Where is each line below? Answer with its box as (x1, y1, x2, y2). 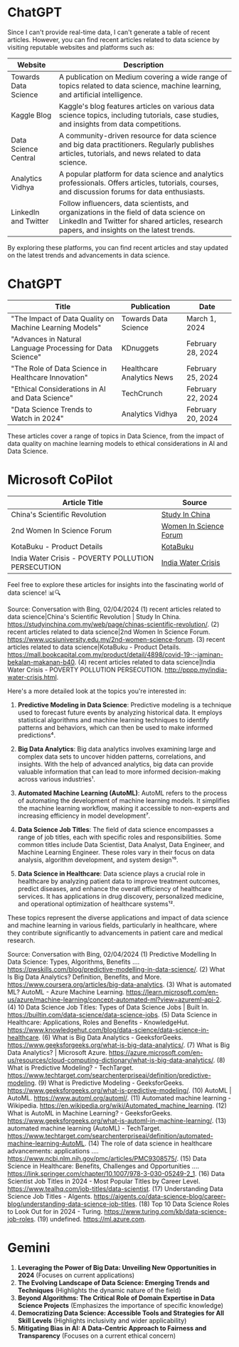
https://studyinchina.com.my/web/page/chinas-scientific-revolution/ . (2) (7, 620, 220, 628)
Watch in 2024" (11, 413, 64, 423)
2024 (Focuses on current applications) (17, 1271, 135, 1279)
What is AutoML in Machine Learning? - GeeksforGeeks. (7, 1108, 173, 1117)
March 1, (186, 313, 217, 323)
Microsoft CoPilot (7, 472, 113, 488)
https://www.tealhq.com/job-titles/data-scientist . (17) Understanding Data (7, 1184, 224, 1193)
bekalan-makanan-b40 (7, 657, 75, 666)
